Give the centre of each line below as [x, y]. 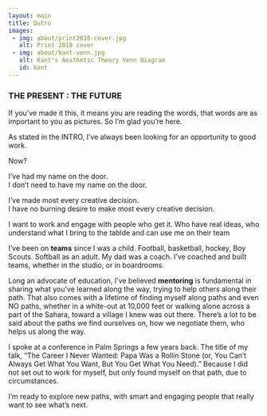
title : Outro [30, 23]
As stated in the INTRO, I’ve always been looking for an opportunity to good [132, 137]
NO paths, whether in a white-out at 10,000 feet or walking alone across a [130, 306]
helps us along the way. [47, 331]
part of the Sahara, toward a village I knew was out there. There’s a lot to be [132, 315]
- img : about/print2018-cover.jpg [69, 38]
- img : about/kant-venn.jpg [58, 53]
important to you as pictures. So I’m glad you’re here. [95, 121]
